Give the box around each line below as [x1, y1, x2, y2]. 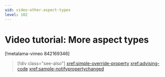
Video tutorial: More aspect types [5, 34, 149, 46]
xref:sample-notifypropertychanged [29, 66, 104, 72]
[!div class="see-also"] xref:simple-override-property [17, 60, 130, 66]
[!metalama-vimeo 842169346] [5, 51, 70, 57]
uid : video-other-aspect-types [5, 7, 71, 13]
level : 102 [5, 12, 28, 17]
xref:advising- [130, 60, 160, 66]
